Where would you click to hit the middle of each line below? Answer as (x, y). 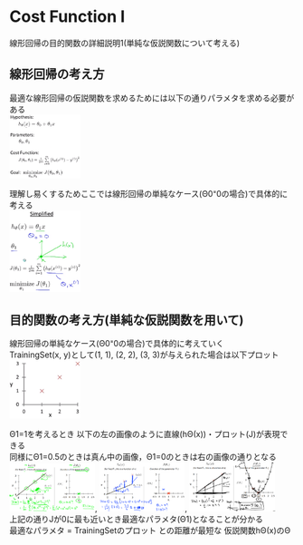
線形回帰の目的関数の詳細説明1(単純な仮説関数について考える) (125, 43)
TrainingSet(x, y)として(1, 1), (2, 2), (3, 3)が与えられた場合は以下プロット (144, 355)
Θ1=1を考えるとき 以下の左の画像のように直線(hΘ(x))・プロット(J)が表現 (145, 433)
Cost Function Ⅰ (67, 17)
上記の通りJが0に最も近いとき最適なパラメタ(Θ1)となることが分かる (137, 520)
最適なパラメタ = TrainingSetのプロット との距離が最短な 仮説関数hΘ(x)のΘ (150, 530)
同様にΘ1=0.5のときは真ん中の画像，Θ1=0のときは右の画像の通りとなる (143, 456)
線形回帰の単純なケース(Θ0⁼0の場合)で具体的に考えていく (117, 343)
